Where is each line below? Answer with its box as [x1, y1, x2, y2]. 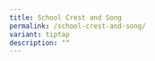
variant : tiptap [9, 30, 70, 39]
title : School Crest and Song [9, 13, 123, 22]
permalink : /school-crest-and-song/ [9, 22, 146, 30]
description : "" [9, 38, 70, 48]
